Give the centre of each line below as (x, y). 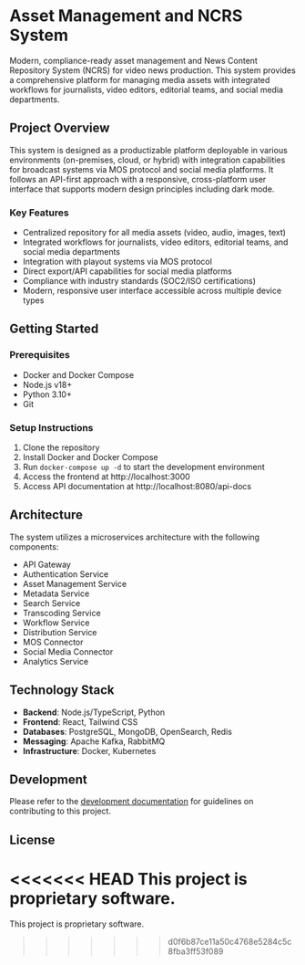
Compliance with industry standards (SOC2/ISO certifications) (139, 281)
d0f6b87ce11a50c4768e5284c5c (230, 941)
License (32, 839)
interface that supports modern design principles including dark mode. (142, 189)
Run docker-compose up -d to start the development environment (144, 467)
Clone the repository (61, 447)
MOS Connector (53, 642)
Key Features (40, 213)
